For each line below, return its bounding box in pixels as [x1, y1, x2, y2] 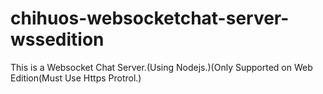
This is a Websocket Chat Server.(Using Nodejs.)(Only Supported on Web [10, 61, 313, 73]
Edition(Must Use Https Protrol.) [10, 72, 142, 84]
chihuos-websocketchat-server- [10, 7, 290, 30]
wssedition [10, 28, 105, 51]
